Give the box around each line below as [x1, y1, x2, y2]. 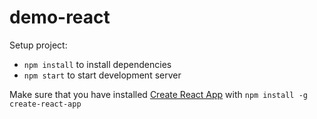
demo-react [9, 6, 111, 29]
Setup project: [9, 39, 68, 51]
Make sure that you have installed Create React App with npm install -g [9, 88, 308, 100]
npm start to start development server [23, 69, 182, 81]
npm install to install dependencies [23, 58, 172, 70]
